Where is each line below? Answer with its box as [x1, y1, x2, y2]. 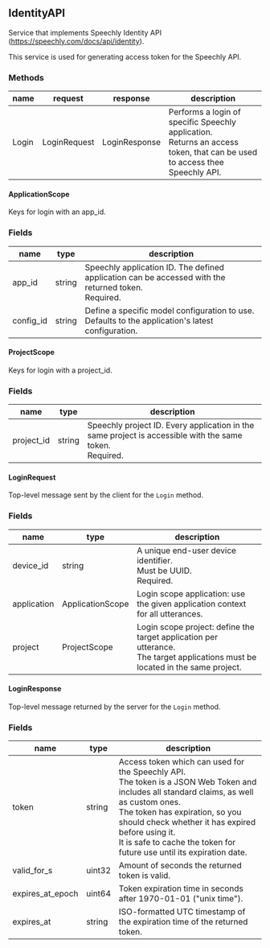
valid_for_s [12, 865, 53, 876]
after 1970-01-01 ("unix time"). [118, 893, 243, 905]
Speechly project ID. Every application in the [87, 420, 255, 431]
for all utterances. [136, 608, 203, 619]
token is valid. [118, 870, 171, 881]
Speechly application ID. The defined [84, 262, 225, 273]
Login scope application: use [136, 587, 245, 599]
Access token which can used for [118, 756, 245, 768]
